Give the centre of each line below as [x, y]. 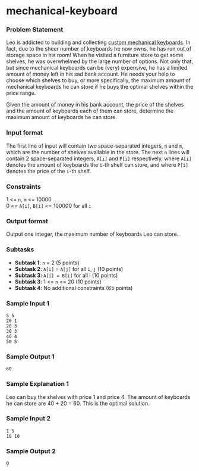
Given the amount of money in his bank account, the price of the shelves [95, 105]
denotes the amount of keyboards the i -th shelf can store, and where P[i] [97, 164]
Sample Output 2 [31, 451]
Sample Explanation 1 [38, 384]
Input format [25, 133]
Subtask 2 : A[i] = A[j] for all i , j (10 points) [69, 269]
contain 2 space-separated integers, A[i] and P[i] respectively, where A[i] [99, 158]
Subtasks [20, 249]
